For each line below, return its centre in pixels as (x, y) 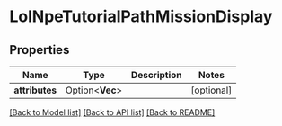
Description (156, 75)
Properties (40, 50)
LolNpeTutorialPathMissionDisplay (141, 17)
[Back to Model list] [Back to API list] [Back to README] (112, 112)
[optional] (211, 90)
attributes (35, 90)
